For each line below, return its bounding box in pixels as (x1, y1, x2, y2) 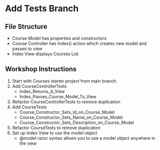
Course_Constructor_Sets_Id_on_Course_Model (19, 109, 115, 115)
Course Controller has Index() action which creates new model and (12, 41, 147, 46)
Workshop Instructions (5, 65, 77, 73)
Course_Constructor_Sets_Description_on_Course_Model (19, 119, 134, 125)
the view (19, 140, 37, 146)
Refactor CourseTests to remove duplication (12, 125, 101, 130)
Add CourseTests (12, 104, 47, 110)
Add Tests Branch (5, 3, 79, 14)
